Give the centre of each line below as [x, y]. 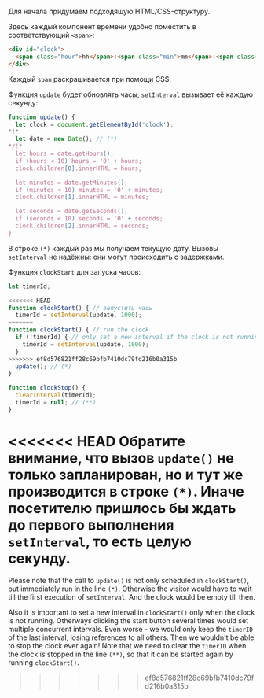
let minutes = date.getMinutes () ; [71, 183]
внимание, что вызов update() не [121, 458]
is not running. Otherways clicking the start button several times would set [128, 620]
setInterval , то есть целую [100, 541]
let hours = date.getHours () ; [64, 153]
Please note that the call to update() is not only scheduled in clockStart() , [129, 580]
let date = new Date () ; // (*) [66, 139]
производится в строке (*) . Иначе [126, 491]
